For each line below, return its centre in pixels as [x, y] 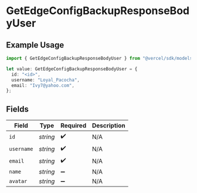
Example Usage [35, 45]
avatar [18, 181]
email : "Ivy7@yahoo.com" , [43, 85]
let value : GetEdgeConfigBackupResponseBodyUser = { [72, 69]
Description [108, 126]
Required [74, 126]
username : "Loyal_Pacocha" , [46, 80]
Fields [18, 109]
